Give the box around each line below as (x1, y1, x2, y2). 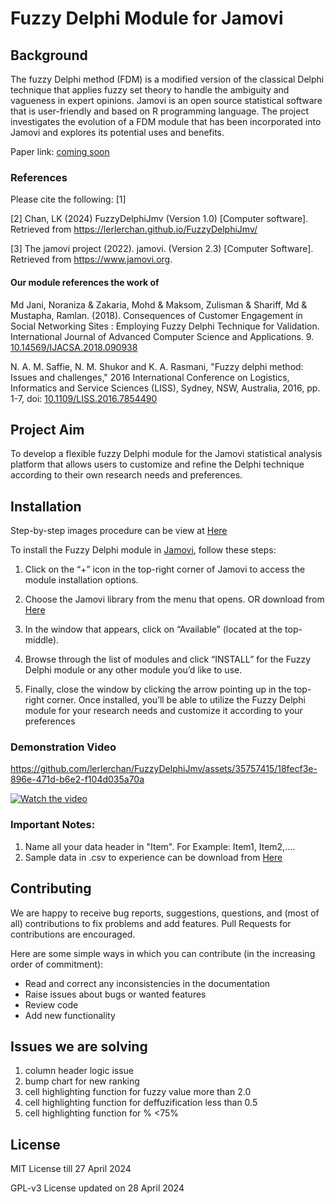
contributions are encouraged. (10, 928, 136, 940)
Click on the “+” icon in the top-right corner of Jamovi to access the (24, 563, 306, 576)
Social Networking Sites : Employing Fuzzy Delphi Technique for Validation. (10, 320, 320, 332)
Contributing (10, 880, 92, 897)
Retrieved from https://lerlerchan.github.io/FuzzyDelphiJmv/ (10, 223, 258, 236)
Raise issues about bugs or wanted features (24, 988, 207, 1000)
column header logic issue (24, 1065, 135, 1077)
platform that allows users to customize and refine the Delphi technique (10, 458, 305, 471)
